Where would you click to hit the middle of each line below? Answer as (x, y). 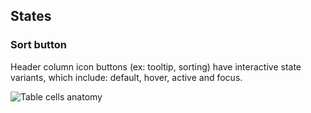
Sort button (38, 45)
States (31, 16)
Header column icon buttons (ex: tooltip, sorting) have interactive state (156, 66)
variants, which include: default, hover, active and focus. (126, 77)
